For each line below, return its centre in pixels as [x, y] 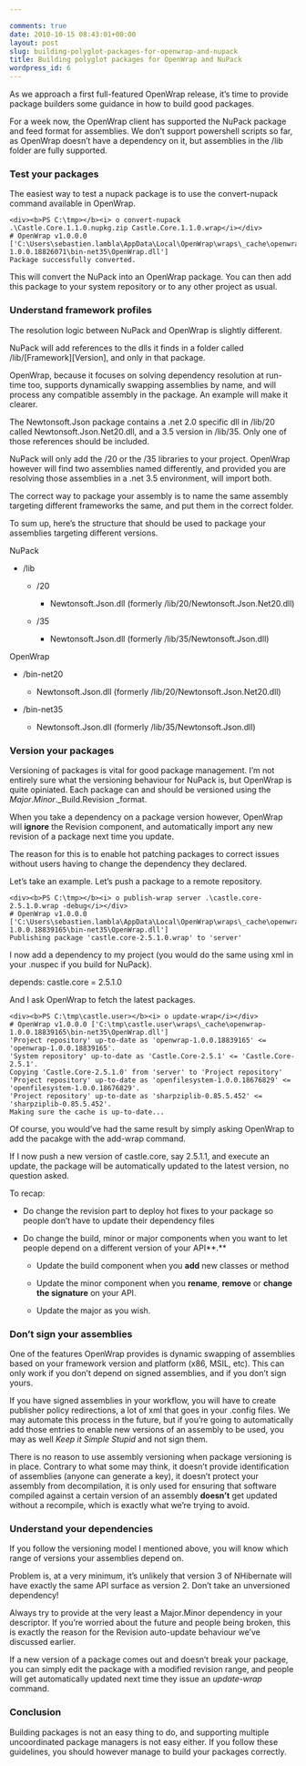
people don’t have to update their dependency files [118, 1220]
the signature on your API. [86, 1292]
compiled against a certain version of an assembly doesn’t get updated [143, 1495]
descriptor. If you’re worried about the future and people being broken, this [150, 1623]
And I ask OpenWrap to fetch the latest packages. [102, 999]
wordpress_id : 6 [40, 68]
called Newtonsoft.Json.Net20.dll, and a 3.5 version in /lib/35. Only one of [148, 431]
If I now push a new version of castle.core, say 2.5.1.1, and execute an [140, 1156]
